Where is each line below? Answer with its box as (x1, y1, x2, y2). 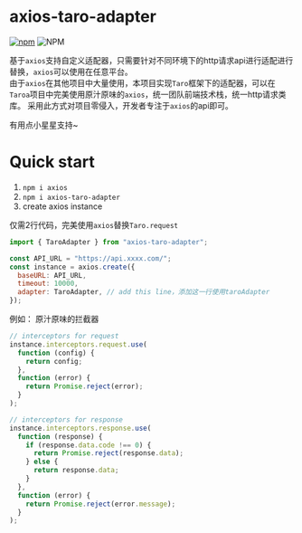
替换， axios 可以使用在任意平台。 (9, 66, 133, 77)
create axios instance (22, 201, 103, 212)
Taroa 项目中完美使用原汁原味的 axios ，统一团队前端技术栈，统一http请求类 (9, 89, 287, 100)
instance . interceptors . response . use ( (9, 424, 152, 433)
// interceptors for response (9, 414, 124, 424)
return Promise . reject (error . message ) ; (25, 500, 176, 509)
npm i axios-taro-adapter (22, 193, 120, 202)
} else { (25, 457, 59, 467)
